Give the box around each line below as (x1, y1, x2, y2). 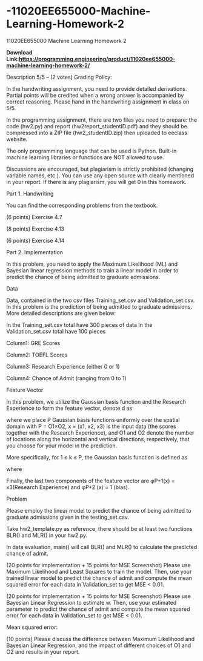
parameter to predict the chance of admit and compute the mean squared (6, 605, 190, 613)
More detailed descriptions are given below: (6, 309, 116, 317)
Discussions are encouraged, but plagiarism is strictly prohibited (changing (6, 165, 194, 173)
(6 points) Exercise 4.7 (6, 213, 62, 220)
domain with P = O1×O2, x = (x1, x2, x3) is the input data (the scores (6, 423, 176, 430)
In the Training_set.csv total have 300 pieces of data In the (6, 321, 153, 328)
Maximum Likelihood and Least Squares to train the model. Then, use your (6, 568, 192, 575)
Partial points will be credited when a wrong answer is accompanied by (6, 91, 184, 99)
